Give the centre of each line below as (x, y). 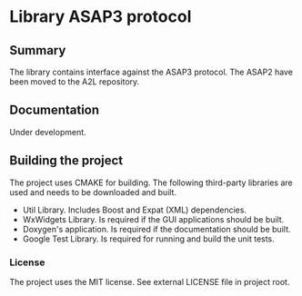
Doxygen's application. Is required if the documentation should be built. (156, 229)
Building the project (66, 161)
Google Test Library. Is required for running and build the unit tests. (148, 239)
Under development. (48, 132)
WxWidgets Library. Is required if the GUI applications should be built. (153, 219)
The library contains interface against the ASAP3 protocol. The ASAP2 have (151, 72)
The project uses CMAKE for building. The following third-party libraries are (151, 183)
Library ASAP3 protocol (101, 17)
